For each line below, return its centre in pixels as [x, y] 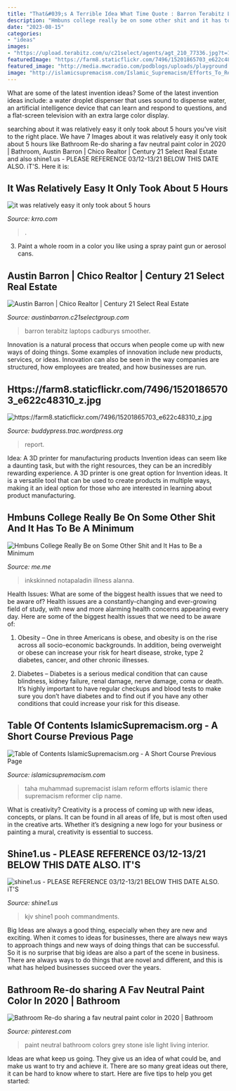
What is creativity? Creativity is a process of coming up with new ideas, [111, 809]
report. [34, 444]
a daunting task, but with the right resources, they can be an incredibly [110, 465]
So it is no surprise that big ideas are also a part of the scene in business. [113, 953]
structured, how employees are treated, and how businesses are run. [107, 367]
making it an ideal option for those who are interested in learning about [110, 488]
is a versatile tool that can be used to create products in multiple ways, [110, 480]
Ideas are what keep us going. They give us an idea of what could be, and [114, 1059]
